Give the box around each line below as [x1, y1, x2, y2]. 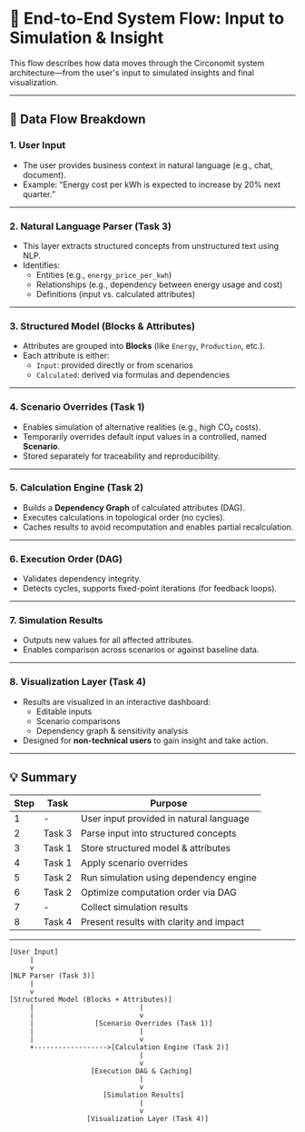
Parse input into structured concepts [80, 827, 237, 839]
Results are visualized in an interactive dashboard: [22, 696, 212, 707]
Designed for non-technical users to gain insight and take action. [22, 735, 269, 746]
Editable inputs [35, 706, 93, 717]
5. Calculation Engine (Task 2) [9, 482, 144, 494]
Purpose [149, 797, 188, 809]
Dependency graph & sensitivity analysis [35, 725, 189, 736]
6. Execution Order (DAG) [9, 552, 123, 565]
